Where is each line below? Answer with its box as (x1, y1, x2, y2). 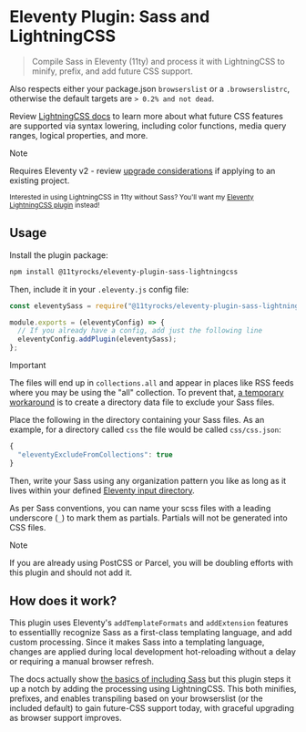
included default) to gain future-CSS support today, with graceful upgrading (9, 703, 294, 714)
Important (9, 360, 46, 370)
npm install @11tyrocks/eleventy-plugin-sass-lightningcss (9, 267, 239, 276)
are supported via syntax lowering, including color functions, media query (9, 120, 287, 131)
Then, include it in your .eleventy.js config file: (9, 284, 189, 294)
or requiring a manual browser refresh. (9, 656, 155, 667)
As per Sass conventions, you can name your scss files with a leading (9, 502, 271, 513)
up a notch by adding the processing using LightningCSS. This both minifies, (9, 684, 297, 695)
